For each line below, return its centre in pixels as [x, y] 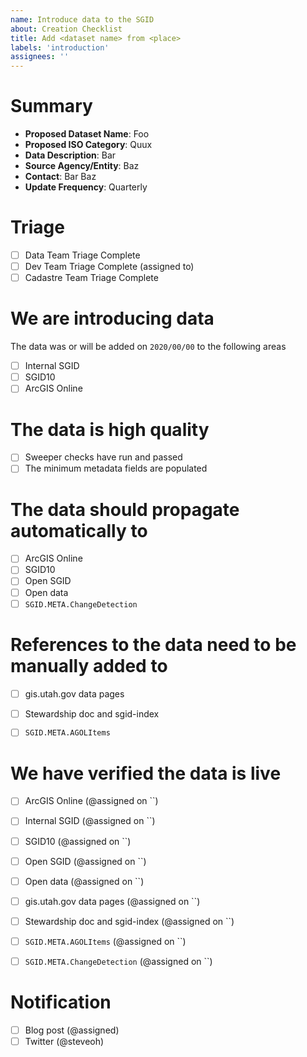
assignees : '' [40, 57]
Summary [51, 106]
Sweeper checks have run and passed [103, 457]
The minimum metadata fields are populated [116, 468]
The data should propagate [125, 509]
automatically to [79, 530]
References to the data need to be [153, 644]
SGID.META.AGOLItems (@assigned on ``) [105, 941]
